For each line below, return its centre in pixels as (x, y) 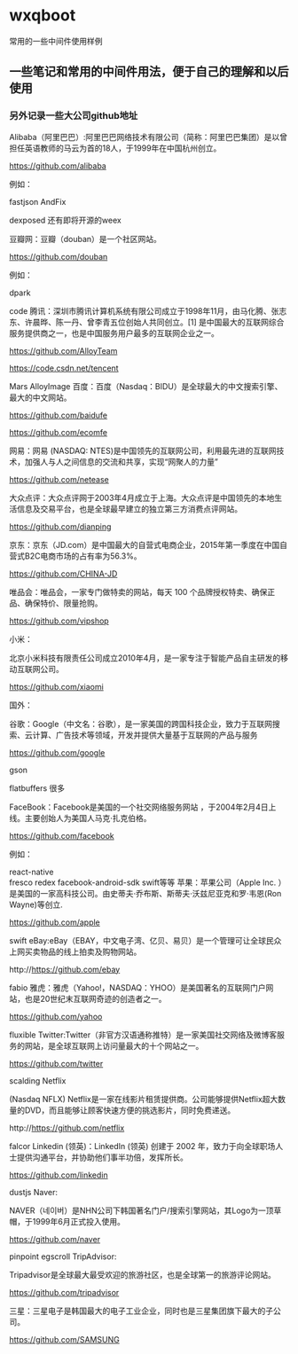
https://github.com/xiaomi (56, 686)
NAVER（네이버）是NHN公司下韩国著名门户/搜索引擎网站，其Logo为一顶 (141, 1210)
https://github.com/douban (59, 256)
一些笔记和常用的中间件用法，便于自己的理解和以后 (149, 72)
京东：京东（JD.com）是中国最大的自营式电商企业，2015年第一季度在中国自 (149, 544)
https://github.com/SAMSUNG (64, 1339)
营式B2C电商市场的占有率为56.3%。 (75, 556)
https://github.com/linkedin (59, 1175)
